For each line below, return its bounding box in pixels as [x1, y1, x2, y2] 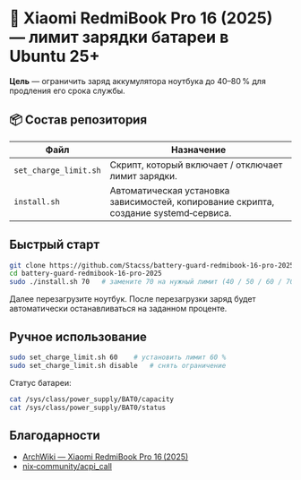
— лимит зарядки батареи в [9, 27, 229, 47]
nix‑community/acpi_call [21, 461, 112, 472]
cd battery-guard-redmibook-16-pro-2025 [9, 269, 163, 279]
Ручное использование [9, 329, 148, 344]
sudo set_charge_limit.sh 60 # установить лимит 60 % [9, 353, 227, 362]
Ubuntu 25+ [9, 47, 100, 66]
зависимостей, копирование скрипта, [109, 195, 275, 208]
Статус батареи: [9, 377, 72, 388]
